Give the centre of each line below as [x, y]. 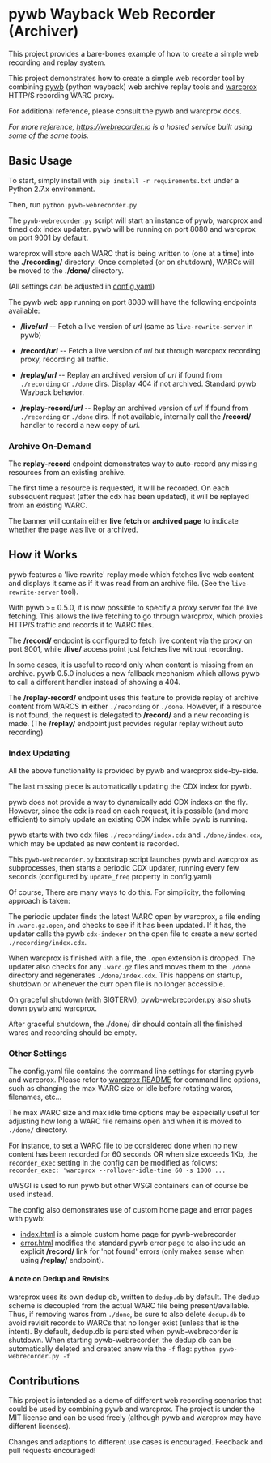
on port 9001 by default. [49, 237]
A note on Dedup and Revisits [59, 1279]
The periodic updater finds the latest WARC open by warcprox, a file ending [134, 917]
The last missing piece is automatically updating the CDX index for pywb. [130, 786]
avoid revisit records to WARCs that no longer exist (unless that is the [124, 1323]
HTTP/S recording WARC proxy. [61, 95]
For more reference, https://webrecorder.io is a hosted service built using [131, 126]
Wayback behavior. [52, 392]
